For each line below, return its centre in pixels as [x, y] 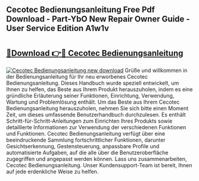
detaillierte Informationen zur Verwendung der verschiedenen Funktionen [96, 127]
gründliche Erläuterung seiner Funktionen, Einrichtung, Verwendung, [90, 96]
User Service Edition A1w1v [57, 28]
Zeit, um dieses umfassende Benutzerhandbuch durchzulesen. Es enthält [96, 115]
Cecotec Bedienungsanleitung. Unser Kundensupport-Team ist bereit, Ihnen [99, 165]
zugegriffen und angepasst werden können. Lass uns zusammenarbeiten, [97, 159]
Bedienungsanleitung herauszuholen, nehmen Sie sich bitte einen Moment [97, 108]
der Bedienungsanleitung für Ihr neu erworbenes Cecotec [77, 77]
